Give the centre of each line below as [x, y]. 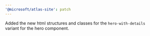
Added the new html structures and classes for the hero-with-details [75, 23]
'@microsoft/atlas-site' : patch [38, 9]
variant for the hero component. [37, 28]
